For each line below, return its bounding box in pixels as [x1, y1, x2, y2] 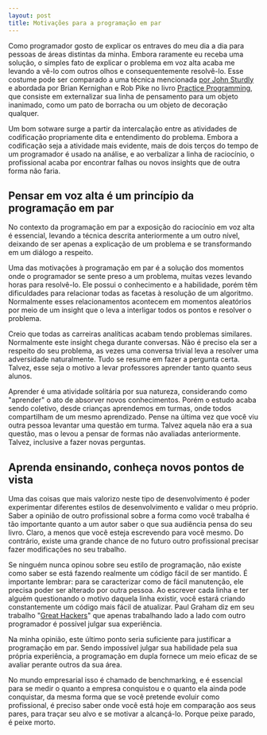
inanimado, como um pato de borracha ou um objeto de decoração [8, 100, 228, 110]
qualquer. [8, 108, 40, 118]
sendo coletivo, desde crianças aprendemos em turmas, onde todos [8, 404, 232, 413]
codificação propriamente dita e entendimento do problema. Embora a [8, 132, 238, 141]
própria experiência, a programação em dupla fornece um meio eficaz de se [8, 652, 258, 661]
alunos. [8, 371, 33, 381]
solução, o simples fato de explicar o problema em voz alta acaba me [8, 57, 235, 68]
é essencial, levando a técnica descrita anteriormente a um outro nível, [8, 231, 240, 241]
